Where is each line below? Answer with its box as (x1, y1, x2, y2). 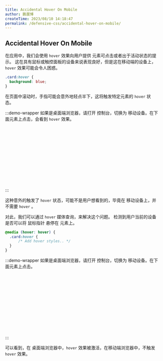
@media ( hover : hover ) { (5, 230, 56, 234)
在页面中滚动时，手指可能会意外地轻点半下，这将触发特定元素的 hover (5, 93, 145, 99)
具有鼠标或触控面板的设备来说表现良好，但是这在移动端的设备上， (23, 59, 156, 65)
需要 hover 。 (9, 203, 36, 209)
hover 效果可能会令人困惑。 (5, 65, 60, 71)
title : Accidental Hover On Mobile (5, 7, 78, 12)
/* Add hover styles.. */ (18, 239, 71, 244)
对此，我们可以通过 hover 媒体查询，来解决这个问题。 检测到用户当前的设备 (5, 214, 157, 220)
